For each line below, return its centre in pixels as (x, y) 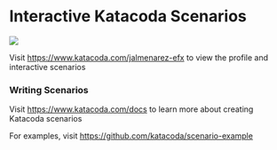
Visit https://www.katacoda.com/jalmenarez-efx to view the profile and (139, 57)
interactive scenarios (47, 67)
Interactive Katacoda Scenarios (128, 16)
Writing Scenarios (49, 90)
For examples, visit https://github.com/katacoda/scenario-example (131, 136)
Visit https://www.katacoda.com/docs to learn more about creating (131, 109)
